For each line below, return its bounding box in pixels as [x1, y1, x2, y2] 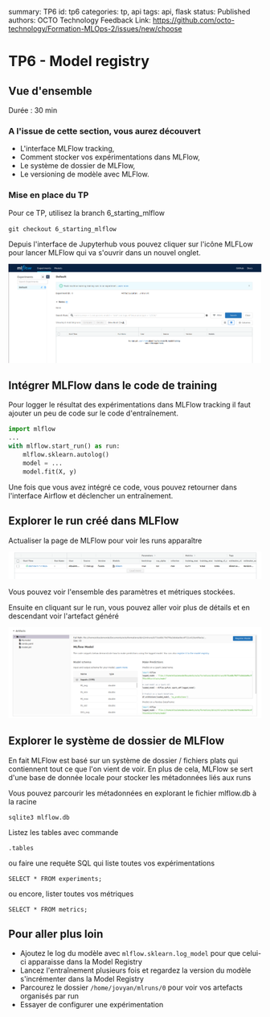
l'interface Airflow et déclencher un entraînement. [8, 490, 174, 500]
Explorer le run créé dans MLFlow [8, 515, 179, 528]
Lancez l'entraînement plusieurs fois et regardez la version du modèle [19, 965, 252, 975]
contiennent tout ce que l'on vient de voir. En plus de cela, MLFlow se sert [8, 764, 253, 774]
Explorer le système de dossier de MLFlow [8, 734, 225, 748]
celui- [242, 949, 262, 958]
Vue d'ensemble [8, 84, 92, 97]
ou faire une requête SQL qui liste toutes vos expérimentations [8, 858, 215, 868]
